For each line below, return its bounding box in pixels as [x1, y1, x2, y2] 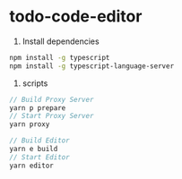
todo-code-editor [9, 6, 143, 27]
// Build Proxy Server [9, 95, 94, 104]
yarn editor [9, 161, 54, 170]
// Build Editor [9, 136, 70, 145]
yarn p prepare [9, 103, 66, 113]
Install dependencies [22, 36, 100, 47]
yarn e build [9, 145, 58, 154]
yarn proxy [9, 120, 50, 129]
